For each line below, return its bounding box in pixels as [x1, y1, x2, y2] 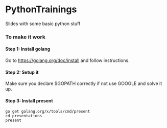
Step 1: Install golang [5, 46, 51, 52]
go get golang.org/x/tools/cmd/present [5, 109, 90, 114]
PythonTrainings [5, 4, 77, 15]
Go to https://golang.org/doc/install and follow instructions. [5, 57, 130, 63]
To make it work [5, 33, 46, 40]
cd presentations [5, 114, 42, 119]
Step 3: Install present [5, 97, 53, 103]
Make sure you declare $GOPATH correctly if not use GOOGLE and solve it [5, 80, 162, 87]
